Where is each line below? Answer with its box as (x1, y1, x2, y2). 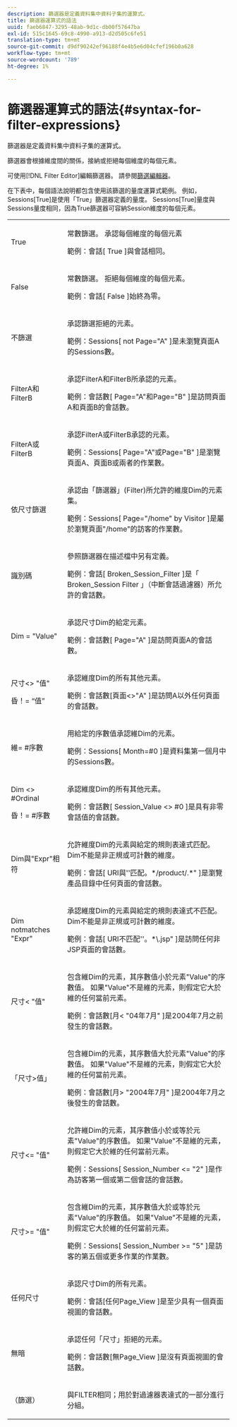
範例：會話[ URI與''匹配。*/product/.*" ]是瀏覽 (66, 868, 223, 878)
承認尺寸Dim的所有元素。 (66, 1278, 152, 1288)
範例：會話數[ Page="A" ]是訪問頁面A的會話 (66, 635, 213, 645)
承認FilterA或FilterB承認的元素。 (66, 430, 174, 439)
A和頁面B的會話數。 (66, 402, 134, 412)
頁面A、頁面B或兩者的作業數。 (66, 458, 169, 468)
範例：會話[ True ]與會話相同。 (66, 246, 170, 256)
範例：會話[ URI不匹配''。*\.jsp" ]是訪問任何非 (66, 934, 221, 944)
